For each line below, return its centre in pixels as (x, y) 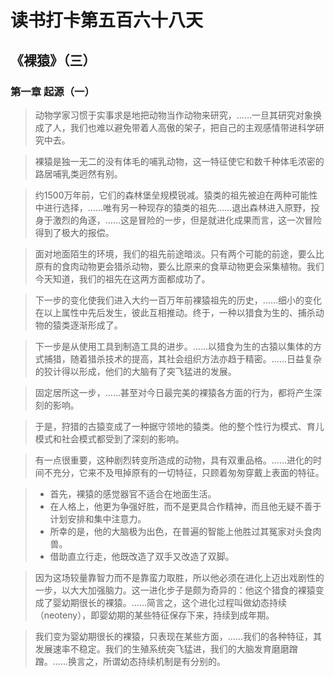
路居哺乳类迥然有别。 (78, 173)
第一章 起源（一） (52, 91)
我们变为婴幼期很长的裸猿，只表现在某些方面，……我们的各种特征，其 (178, 636)
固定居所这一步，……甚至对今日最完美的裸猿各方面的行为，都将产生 (173, 392)
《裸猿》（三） (53, 60)
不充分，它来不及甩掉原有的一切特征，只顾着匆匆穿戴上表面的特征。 (184, 472)
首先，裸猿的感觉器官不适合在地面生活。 (133, 493)
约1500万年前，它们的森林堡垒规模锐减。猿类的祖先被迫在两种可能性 (176, 195)
